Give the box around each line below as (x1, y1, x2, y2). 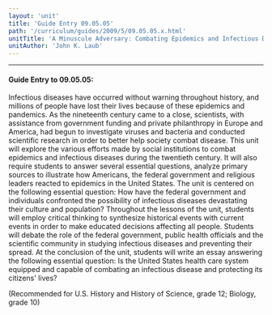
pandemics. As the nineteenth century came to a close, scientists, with (8, 110, 244, 120)
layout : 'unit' (8, 11, 60, 20)
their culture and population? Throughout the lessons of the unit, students (8, 204, 255, 215)
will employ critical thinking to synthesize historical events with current (8, 213, 244, 223)
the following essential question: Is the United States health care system (8, 256, 249, 266)
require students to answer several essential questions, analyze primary (8, 161, 249, 171)
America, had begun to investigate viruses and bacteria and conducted (8, 127, 245, 137)
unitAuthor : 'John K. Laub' (8, 42, 104, 50)
